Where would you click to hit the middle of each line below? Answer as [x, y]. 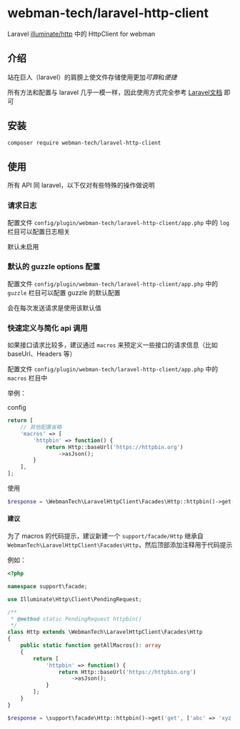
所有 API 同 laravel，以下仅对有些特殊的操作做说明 [81, 185]
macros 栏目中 [27, 378]
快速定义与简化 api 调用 [47, 328]
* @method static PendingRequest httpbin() [76, 619]
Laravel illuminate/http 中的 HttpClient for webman [81, 34]
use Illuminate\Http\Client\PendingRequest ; [75, 599]
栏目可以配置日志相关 [39, 231]
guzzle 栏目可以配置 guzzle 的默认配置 [64, 292]
